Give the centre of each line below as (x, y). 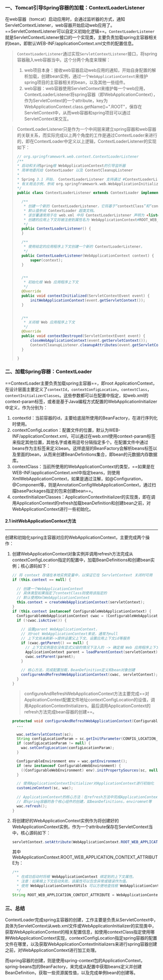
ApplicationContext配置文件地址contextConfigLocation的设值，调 (90, 699)
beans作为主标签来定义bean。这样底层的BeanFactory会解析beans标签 (82, 448)
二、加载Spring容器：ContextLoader (49, 372)
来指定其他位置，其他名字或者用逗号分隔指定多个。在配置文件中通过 (80, 442)
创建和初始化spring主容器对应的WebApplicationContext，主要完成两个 (75, 537)
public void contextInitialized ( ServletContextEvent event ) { (86, 296)
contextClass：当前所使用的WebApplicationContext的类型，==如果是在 (83, 466)
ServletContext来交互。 (48, 119)
